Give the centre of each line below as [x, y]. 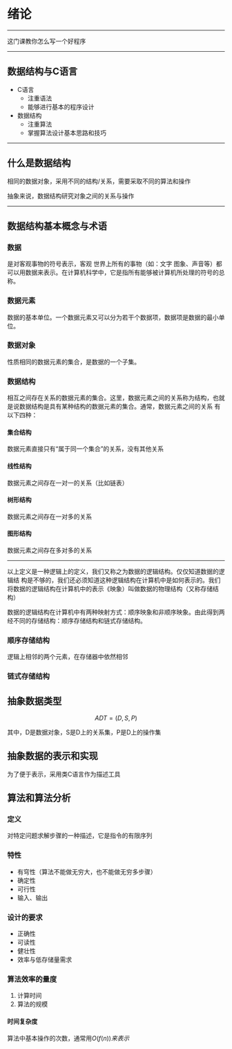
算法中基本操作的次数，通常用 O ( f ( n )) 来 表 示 [68, 1038]
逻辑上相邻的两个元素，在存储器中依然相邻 [68, 657]
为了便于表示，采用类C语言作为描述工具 [64, 774]
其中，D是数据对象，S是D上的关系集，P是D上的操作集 [84, 732]
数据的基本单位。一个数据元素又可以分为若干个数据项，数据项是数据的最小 [113, 317]
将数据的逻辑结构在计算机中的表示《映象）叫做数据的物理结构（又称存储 [110, 588]
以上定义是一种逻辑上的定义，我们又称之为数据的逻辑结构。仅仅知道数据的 [113, 571]
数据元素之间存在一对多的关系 [49, 517]
